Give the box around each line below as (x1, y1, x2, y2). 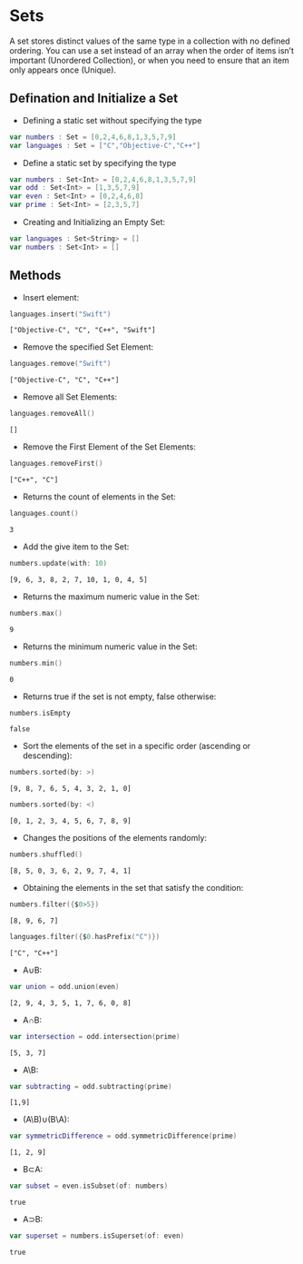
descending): (22, 750, 73, 761)
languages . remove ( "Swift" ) (9, 360, 112, 369)
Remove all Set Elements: (22, 391, 118, 402)
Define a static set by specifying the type (22, 157, 177, 168)
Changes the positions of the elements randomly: (22, 833, 207, 844)
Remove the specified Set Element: (22, 341, 154, 352)
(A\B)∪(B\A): (22, 1114, 70, 1125)
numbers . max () (9, 608, 64, 617)
